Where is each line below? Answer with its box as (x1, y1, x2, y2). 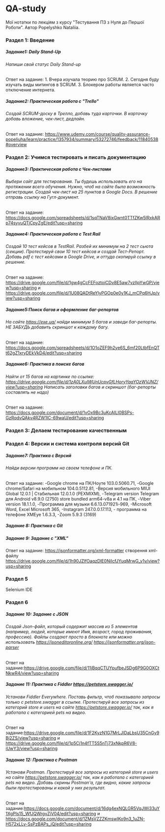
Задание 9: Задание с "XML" (5, 535, 69, 541)
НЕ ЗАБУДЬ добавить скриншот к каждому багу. (5, 324, 109, 330)
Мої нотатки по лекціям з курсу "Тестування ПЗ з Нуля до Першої (5, 19, 144, 25)
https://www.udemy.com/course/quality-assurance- (44, 131, 150, 137)
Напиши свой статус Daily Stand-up (5, 61, 81, 67)
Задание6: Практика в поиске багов (5, 361, 85, 367)
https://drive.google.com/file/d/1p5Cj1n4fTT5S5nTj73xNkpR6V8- (5, 741, 137, 746)
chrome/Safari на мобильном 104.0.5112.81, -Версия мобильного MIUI (5, 485, 151, 491)
